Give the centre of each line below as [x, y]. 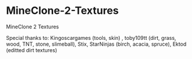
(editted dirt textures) [32, 50]
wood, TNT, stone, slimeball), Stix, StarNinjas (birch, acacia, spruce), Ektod [96, 44]
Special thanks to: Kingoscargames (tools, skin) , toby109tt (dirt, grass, [91, 38]
